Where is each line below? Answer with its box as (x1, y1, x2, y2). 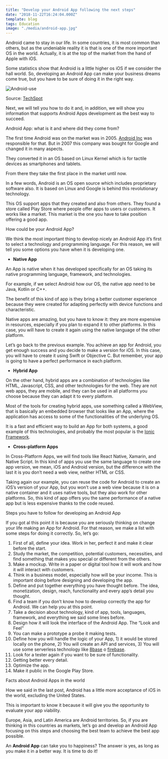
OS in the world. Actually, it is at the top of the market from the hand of (5, 51, 151, 57)
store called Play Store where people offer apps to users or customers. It (5, 206, 155, 212)
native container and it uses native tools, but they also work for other (5, 490, 147, 496)
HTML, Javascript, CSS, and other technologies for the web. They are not (5, 383, 157, 389)
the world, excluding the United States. (5, 692, 86, 698)
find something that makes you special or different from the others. (12, 556, 151, 562)
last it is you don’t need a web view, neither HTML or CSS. (5, 469, 125, 476)
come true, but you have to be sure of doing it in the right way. (5, 76, 134, 82)
